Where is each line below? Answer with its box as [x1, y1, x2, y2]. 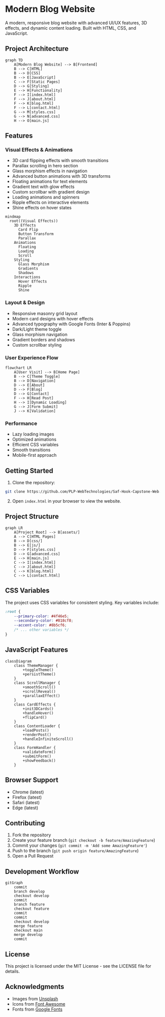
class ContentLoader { [14, 723, 60, 729]
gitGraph [5, 880, 23, 886]
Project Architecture [5, 44, 69, 53]
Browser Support [5, 776, 59, 784]
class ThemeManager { [14, 663, 58, 668]
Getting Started [5, 467, 54, 475]
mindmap [5, 214, 21, 219]
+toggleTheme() [23, 667, 54, 672]
